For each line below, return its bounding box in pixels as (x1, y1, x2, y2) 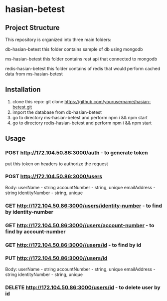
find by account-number (5, 228, 66, 235)
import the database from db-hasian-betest (12, 109, 102, 115)
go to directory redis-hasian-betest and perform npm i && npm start (12, 120, 152, 126)
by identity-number (5, 208, 54, 215)
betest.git (12, 104, 32, 110)
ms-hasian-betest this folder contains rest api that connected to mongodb (5, 56, 158, 62)
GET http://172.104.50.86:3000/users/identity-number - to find (5, 202, 163, 209)
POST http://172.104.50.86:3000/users (5, 173, 103, 180)
